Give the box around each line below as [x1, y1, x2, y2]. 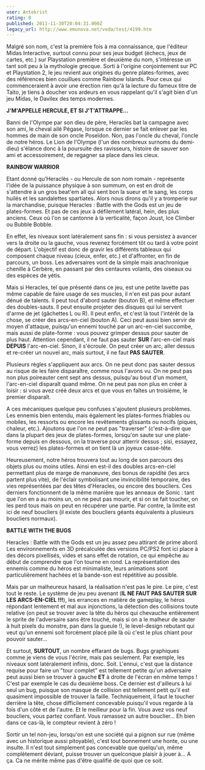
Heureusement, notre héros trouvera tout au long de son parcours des [6, 456, 184, 464]
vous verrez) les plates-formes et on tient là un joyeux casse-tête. [6, 444, 173, 452]
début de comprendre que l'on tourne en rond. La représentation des [6, 558, 181, 566]
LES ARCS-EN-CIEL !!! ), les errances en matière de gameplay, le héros [6, 596, 185, 604]
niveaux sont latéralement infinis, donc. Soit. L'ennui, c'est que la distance [6, 660, 193, 668]
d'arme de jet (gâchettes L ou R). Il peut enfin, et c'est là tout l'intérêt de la [6, 310, 194, 317]
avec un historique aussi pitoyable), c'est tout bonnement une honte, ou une [6, 737, 198, 745]
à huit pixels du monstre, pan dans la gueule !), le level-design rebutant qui [6, 622, 195, 629]
